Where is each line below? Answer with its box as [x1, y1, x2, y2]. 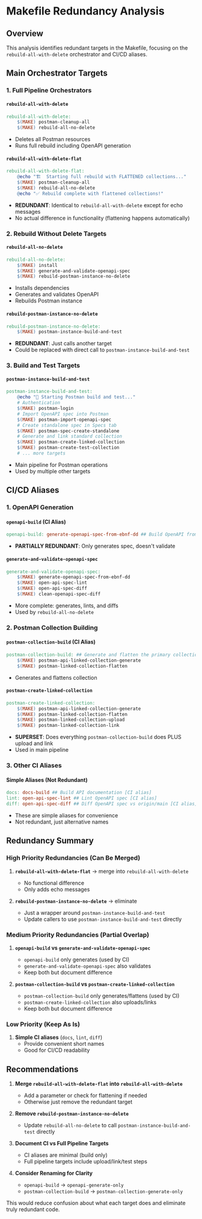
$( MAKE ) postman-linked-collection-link [17, 723, 120, 729]
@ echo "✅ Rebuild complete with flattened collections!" [17, 190, 164, 197]
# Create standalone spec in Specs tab [17, 422, 117, 428]
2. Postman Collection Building [6, 623, 98, 632]
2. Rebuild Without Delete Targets [6, 229, 107, 238]
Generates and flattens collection [14, 674, 97, 681]
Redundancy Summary [6, 836, 94, 846]
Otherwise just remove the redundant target [23, 1098, 133, 1105]
